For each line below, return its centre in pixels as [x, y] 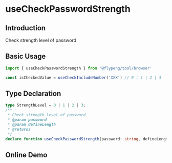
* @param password [27, 120]
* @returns [19, 129]
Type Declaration [33, 93]
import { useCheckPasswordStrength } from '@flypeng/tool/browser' [79, 68]
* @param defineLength [32, 124]
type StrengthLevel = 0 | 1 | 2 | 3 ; [46, 105]
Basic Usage [26, 56]
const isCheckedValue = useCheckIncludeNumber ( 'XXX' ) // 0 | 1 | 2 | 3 [83, 78]
